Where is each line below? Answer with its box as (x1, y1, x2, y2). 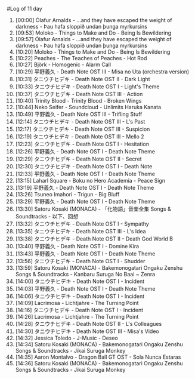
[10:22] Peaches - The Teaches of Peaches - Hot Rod (15, 55, 147, 61)
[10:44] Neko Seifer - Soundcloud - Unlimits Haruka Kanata (15, 104, 162, 110)
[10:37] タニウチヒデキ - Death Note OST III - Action (15, 91, 143, 97)
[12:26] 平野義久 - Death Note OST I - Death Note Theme (15, 148, 156, 155)
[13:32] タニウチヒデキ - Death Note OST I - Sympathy (15, 220, 150, 227)
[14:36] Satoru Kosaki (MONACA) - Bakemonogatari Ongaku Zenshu (15, 360, 184, 366)
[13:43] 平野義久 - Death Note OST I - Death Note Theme (15, 250, 156, 257)
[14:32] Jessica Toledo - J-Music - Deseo (15, 334, 118, 341)
